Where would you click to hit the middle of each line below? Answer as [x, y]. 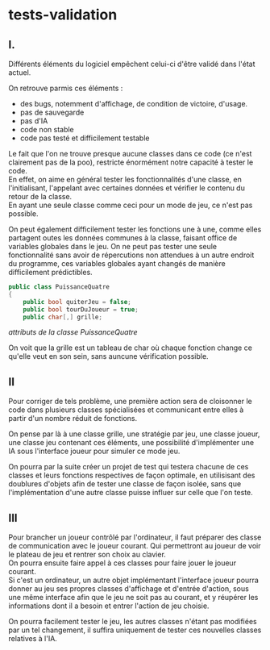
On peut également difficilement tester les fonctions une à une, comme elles [135, 229]
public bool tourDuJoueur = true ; [81, 309]
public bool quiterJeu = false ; [77, 302]
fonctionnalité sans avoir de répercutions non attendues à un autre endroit [131, 255]
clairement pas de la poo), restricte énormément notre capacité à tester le [131, 162]
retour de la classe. [40, 196]
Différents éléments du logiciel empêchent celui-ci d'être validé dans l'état [132, 64]
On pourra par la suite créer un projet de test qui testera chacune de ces [129, 467]
